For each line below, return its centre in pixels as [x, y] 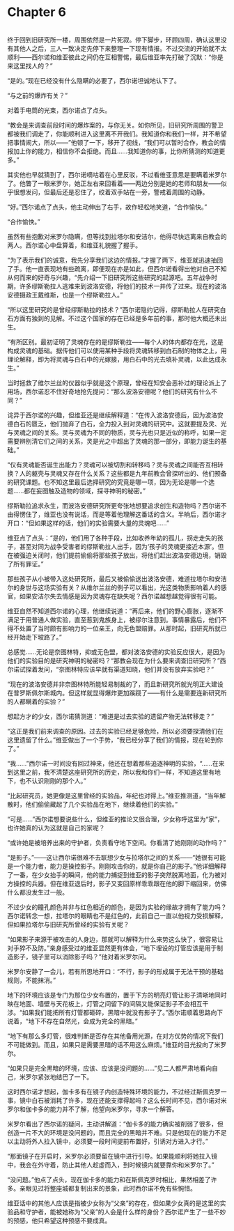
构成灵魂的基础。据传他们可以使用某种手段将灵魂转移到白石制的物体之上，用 [117, 350]
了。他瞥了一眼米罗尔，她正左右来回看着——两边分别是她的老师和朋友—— [114, 183]
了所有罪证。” [25, 564]
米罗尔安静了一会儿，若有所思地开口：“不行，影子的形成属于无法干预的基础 [116, 971]
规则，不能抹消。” [32, 980]
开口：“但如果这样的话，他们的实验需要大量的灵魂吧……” [88, 522]
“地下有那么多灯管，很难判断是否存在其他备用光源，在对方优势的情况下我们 [116, 1036]
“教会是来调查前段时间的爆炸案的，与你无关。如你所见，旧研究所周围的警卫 [116, 125]
